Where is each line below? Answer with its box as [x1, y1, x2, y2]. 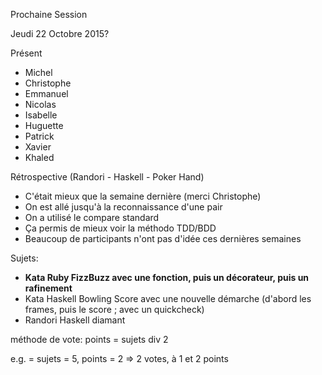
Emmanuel [24, 88, 69, 99]
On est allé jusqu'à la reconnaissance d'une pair [24, 201, 223, 213]
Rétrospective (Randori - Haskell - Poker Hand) [10, 171, 205, 183]
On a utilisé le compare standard [24, 212, 160, 223]
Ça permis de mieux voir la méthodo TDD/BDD [24, 222, 217, 234]
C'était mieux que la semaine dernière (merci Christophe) [24, 190, 262, 202]
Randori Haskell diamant [24, 314, 126, 326]
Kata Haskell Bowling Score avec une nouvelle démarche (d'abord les [24, 293, 312, 304]
